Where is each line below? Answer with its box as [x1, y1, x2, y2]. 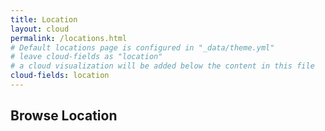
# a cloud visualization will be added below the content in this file [10, 61, 315, 71]
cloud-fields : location [10, 71, 110, 81]
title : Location [10, 14, 78, 25]
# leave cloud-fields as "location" [10, 52, 163, 62]
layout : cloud [10, 24, 70, 34]
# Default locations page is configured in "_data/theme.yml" [10, 42, 275, 53]
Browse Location [10, 107, 118, 125]
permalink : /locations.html [10, 33, 128, 43]
